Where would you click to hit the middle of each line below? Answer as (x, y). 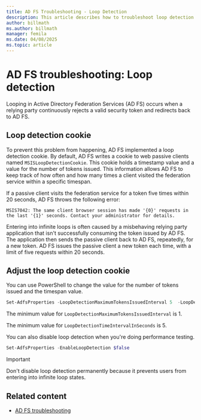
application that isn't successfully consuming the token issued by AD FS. (96, 233)
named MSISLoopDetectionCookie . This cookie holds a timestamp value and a (100, 163)
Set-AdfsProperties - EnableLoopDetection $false (68, 348)
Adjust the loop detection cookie (68, 271)
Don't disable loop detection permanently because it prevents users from (96, 371)
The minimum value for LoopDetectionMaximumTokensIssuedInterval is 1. (94, 314)
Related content (36, 396)
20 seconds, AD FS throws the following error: (63, 199)
